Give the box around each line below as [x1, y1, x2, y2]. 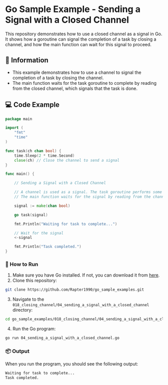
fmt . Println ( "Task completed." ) [14, 244, 81, 249]
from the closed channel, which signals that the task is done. [12, 85, 138, 91]
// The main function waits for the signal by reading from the [14, 194, 151, 199]
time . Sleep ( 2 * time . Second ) [14, 153, 75, 158]
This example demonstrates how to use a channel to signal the [12, 69, 141, 75]
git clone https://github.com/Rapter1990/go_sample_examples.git [5, 287, 144, 292]
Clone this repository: [12, 278, 57, 284]
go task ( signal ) [14, 212, 48, 217]
